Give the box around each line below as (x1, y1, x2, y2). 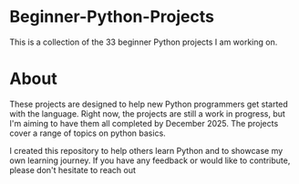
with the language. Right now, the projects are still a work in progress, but (9, 107, 285, 119)
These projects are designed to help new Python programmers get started (9, 98, 289, 109)
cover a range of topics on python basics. (9, 128, 166, 138)
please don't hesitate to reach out (9, 164, 137, 175)
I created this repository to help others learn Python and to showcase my (9, 145, 284, 156)
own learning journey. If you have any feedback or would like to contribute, (9, 155, 291, 166)
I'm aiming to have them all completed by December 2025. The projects (9, 118, 279, 128)
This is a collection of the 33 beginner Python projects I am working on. (9, 36, 278, 47)
